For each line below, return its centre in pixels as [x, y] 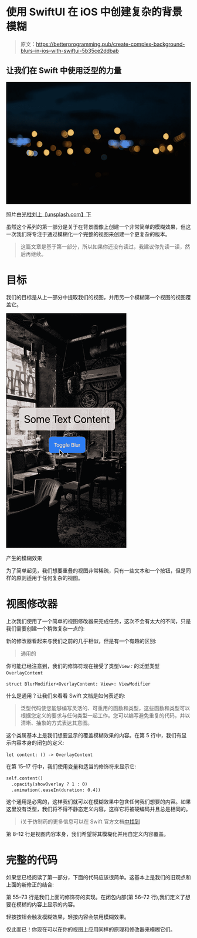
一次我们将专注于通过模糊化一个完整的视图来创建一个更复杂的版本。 [88, 234]
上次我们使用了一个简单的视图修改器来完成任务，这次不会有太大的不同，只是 [98, 621]
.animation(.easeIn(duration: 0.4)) [56, 790]
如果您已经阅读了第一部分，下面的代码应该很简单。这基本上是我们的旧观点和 [98, 878]
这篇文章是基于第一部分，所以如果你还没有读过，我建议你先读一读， [103, 247]
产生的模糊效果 [24, 558]
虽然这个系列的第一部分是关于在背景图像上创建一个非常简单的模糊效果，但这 [98, 227]
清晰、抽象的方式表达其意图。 [56, 723]
